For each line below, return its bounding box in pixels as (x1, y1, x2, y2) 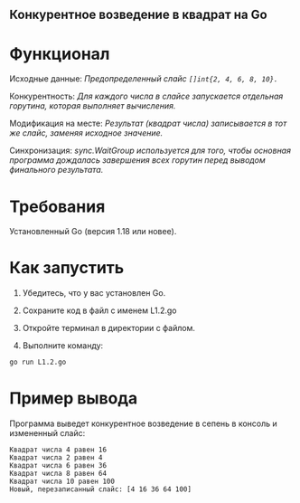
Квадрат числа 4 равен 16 (9, 445, 107, 455)
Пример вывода (9, 388, 138, 409)
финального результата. (9, 165, 104, 176)
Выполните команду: (22, 340, 104, 351)
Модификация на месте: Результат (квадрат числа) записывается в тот (9, 118, 287, 129)
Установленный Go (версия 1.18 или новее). (9, 226, 177, 237)
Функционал (9, 43, 110, 64)
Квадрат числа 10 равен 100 (9, 477, 116, 487)
